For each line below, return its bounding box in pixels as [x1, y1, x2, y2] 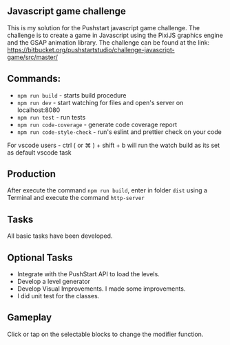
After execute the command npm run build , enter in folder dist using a [7, 186, 208, 194]
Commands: [7, 73, 61, 85]
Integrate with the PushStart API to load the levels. [17, 270, 160, 278]
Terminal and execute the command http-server [7, 194, 145, 202]
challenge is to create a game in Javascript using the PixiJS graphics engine [7, 31, 224, 39]
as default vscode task [7, 148, 72, 157]
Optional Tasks [7, 252, 73, 263]
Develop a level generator [17, 278, 91, 286]
